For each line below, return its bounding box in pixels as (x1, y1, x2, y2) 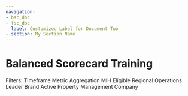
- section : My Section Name (5, 31, 76, 37)
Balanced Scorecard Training (5, 57, 153, 71)
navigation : (5, 8, 35, 15)
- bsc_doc (5, 14, 31, 20)
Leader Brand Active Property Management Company (5, 83, 138, 91)
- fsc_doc (5, 20, 31, 26)
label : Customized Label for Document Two (11, 25, 119, 32)
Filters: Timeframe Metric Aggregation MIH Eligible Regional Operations (5, 77, 182, 84)
